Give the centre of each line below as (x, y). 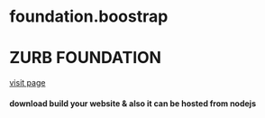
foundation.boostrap (89, 17)
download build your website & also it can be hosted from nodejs (133, 103)
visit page (27, 83)
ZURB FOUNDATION (86, 58)
